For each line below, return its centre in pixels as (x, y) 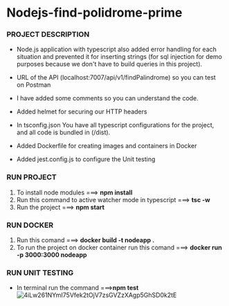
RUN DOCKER (30, 225)
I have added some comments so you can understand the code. (107, 98)
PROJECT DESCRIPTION (48, 35)
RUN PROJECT (31, 177)
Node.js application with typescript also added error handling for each (117, 49)
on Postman (34, 85)
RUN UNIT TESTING (40, 273)
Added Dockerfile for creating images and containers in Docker (107, 146)
